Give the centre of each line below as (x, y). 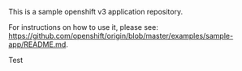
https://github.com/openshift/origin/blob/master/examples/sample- (121, 36)
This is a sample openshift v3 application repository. (96, 12)
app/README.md (37, 44)
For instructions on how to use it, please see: (83, 27)
